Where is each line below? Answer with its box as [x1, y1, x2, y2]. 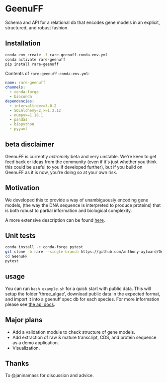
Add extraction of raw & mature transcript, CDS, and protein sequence [12, 334, 157, 340]
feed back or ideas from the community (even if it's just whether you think [5, 159, 157, 165]
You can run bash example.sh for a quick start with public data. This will [5, 286, 151, 291]
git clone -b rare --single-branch [5, 249, 79, 254]
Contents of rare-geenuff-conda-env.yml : [5, 71, 90, 77]
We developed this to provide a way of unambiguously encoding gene [5, 197, 149, 203]
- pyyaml [9, 126, 28, 132]
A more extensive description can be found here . [5, 217, 105, 223]
